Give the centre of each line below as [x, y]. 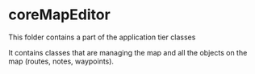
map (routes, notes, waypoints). [61, 61]
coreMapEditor [59, 15]
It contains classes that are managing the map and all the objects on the [128, 52]
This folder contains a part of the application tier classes [102, 37]
